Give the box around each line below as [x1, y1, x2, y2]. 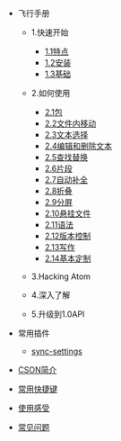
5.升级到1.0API [30, 309, 85, 319]
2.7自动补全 [44, 175, 88, 184]
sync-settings [30, 346, 82, 356]
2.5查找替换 [44, 152, 89, 162]
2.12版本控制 [44, 230, 91, 241]
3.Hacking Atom [30, 271, 91, 282]
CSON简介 [17, 364, 57, 375]
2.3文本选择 [44, 130, 89, 139]
